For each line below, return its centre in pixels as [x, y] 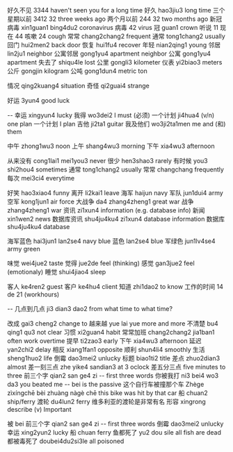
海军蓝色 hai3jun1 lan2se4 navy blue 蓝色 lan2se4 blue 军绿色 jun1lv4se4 [111, 241]
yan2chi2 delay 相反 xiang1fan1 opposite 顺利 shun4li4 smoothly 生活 [106, 350]
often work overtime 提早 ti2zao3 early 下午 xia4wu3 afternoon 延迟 [104, 341]
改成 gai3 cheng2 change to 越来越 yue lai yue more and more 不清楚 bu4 [113, 324]
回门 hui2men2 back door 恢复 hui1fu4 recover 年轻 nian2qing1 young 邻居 [114, 45]
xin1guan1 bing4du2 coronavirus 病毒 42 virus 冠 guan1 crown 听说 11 [120, 27]
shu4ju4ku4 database [39, 227]
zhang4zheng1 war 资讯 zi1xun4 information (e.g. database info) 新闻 [106, 210]
